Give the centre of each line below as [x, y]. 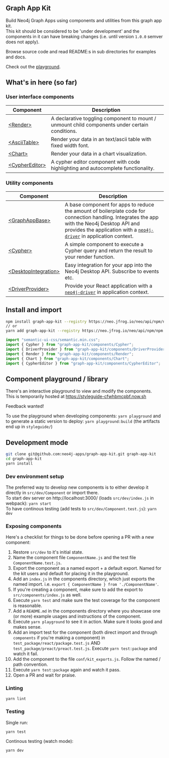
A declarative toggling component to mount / [104, 118]
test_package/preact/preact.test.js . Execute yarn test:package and [85, 648]
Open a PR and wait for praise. [45, 675]
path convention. [30, 664]
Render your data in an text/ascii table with [101, 139]
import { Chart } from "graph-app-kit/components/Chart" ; [67, 359]
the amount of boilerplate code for [105, 211]
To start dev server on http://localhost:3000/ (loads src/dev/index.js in [80, 498]
